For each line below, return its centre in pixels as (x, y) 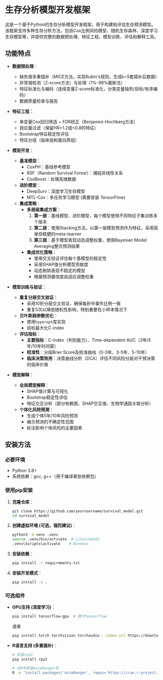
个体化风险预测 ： (36, 409)
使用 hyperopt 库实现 (46, 321)
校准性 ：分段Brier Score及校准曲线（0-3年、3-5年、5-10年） (88, 352)
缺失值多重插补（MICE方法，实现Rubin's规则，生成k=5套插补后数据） (89, 77)
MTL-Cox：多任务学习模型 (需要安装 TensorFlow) (76, 197)
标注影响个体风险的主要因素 (54, 428)
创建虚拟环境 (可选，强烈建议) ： (44, 525)
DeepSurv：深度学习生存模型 (56, 191)
